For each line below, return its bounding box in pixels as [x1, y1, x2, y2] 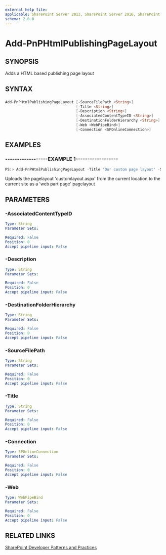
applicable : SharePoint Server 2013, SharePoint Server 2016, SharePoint [5, 12, 161, 17]
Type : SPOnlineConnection [5, 449, 58, 455]
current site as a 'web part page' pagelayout [5, 181, 95, 187]
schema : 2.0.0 [5, 16, 35, 21]
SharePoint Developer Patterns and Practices [5, 545, 97, 551]
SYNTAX [5, 85, 33, 93]
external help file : [5, 7, 48, 12]
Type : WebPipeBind [5, 495, 43, 500]
